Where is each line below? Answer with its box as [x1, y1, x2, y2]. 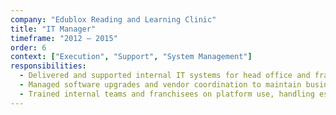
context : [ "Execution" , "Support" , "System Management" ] [10, 52, 253, 62]
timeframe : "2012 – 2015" [10, 33, 118, 43]
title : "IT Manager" [10, 24, 97, 34]
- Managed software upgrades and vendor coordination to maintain [19, 80, 302, 90]
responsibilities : [10, 61, 87, 71]
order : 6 [10, 42, 47, 53]
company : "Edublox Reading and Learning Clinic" [10, 14, 217, 25]
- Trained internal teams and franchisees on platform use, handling [19, 89, 315, 99]
